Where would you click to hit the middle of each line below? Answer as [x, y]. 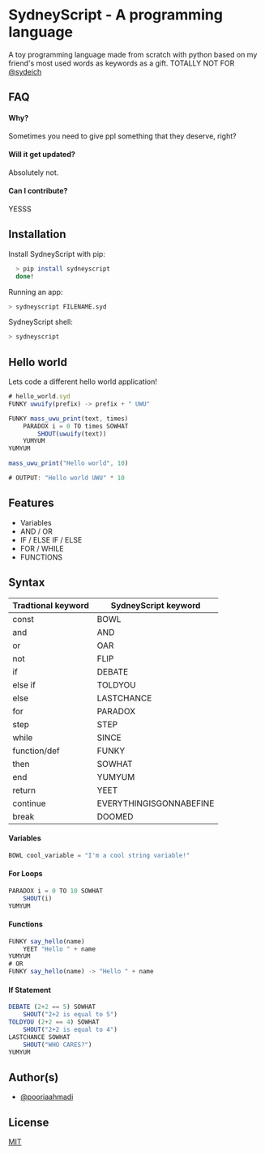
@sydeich [25, 71]
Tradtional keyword [51, 605]
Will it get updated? [42, 155]
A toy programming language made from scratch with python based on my [133, 54]
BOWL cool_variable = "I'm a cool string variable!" [99, 855]
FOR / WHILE [42, 548]
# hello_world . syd [39, 397]
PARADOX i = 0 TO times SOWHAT [76, 426]
